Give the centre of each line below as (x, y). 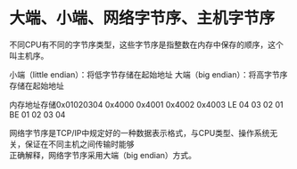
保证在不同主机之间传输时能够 (79, 144)
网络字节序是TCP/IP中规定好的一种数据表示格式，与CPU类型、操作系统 (140, 133)
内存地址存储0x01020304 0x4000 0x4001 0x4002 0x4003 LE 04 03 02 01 (146, 104)
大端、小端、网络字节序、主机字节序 (142, 18)
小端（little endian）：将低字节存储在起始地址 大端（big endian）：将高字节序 (148, 74)
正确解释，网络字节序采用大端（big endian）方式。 (103, 155)
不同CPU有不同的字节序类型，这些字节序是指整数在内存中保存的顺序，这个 (146, 44)
